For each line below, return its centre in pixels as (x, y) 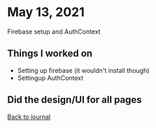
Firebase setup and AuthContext (54, 31)
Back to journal (29, 117)
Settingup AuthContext (50, 78)
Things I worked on (50, 54)
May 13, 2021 (46, 12)
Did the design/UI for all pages (75, 100)
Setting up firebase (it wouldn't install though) (83, 70)
